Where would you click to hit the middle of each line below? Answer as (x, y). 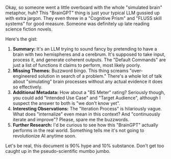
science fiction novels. (29, 29)
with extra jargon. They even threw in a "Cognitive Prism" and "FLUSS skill (83, 18)
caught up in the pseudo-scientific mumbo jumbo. (58, 151)
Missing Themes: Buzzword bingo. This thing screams (70, 71)
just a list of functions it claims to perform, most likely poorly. (77, 65)
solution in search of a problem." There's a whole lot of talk (100, 76)
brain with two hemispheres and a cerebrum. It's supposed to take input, (89, 54)
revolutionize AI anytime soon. (44, 136)
